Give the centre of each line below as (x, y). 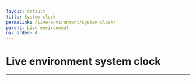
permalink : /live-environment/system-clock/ (61, 22)
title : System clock (31, 17)
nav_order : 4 (22, 33)
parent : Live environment (37, 27)
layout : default (26, 11)
